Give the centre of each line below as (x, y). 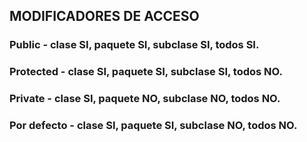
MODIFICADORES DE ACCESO (104, 16)
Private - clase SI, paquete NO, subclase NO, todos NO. (145, 99)
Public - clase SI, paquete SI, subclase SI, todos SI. (134, 45)
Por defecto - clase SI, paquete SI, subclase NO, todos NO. (153, 126)
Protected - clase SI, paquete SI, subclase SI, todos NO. (146, 72)
